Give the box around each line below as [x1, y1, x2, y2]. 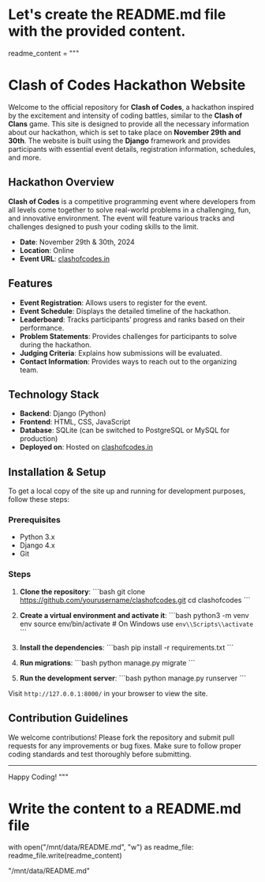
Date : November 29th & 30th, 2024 [19, 237, 136, 247]
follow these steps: [8, 495, 69, 504]
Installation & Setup [8, 465, 106, 479]
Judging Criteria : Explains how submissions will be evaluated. [19, 348, 222, 357]
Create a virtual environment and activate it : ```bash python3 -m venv [19, 610, 250, 620]
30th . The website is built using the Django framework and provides [8, 136, 231, 145]
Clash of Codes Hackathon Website [8, 77, 246, 94]
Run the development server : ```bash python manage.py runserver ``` [19, 673, 247, 683]
